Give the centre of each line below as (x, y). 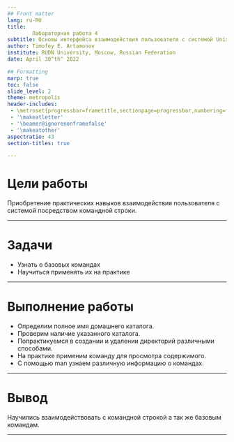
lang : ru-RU (24, 20)
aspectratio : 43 (31, 137)
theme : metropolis (34, 98)
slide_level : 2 (29, 91)
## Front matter (31, 14)
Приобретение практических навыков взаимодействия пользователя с (114, 203)
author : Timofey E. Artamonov (51, 46)
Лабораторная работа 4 (65, 33)
